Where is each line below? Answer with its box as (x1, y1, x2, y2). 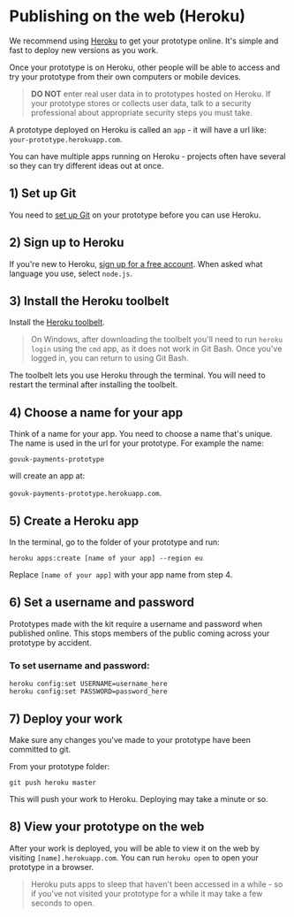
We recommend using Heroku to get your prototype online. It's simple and (9, 35, 279, 46)
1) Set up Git (9, 186, 77, 201)
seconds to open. (30, 898, 95, 908)
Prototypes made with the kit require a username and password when (9, 618, 263, 629)
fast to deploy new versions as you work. (9, 44, 159, 55)
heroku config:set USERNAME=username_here (9, 679, 168, 689)
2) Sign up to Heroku (9, 235, 124, 250)
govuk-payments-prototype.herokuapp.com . (9, 488, 162, 499)
